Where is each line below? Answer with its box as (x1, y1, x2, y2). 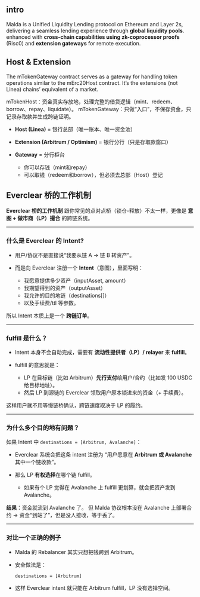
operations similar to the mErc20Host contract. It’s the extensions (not (6, 79, 178, 86)
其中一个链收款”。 (14, 458, 60, 466)
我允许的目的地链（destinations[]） (23, 292, 110, 299)
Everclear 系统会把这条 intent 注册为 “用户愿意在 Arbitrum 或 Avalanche (14, 451, 192, 458)
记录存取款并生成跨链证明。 (6, 113, 74, 120)
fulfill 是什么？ (6, 334, 48, 342)
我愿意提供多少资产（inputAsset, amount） (23, 277, 129, 284)
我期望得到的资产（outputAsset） (23, 284, 106, 292)
